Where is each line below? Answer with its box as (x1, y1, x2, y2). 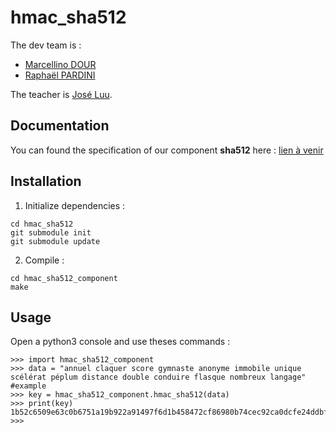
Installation (10, 173, 82, 190)
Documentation (10, 117, 110, 135)
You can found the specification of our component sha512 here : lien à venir (10, 144, 324, 156)
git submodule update (10, 236, 101, 246)
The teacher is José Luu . (10, 88, 113, 100)
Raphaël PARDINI (24, 69, 96, 81)
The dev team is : (10, 39, 82, 51)
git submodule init (10, 227, 92, 238)
